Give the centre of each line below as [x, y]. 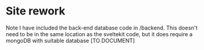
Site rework [36, 11]
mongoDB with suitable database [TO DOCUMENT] [70, 40]
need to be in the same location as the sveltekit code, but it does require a [99, 34]
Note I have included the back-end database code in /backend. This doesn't [102, 28]
